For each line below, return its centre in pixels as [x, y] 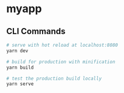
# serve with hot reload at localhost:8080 [62, 45]
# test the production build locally [54, 78]
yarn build [20, 67]
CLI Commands [36, 31]
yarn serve [20, 84]
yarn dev [17, 50]
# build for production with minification [61, 62]
